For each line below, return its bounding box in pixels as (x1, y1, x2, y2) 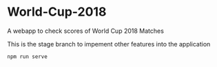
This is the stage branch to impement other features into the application (7, 40, 211, 48)
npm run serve (7, 53, 48, 60)
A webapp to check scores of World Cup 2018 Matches (7, 27, 164, 35)
